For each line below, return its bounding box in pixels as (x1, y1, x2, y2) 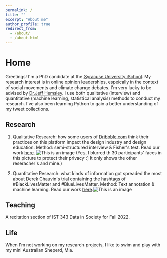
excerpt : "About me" (5, 17, 49, 22)
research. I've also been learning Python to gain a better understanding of (5, 100, 158, 106)
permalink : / (5, 7, 33, 13)
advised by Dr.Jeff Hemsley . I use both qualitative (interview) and (5, 90, 141, 96)
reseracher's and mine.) (12, 160, 62, 166)
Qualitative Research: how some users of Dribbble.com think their (12, 134, 149, 140)
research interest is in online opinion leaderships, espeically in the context (5, 79, 159, 85)
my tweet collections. (5, 106, 50, 112)
